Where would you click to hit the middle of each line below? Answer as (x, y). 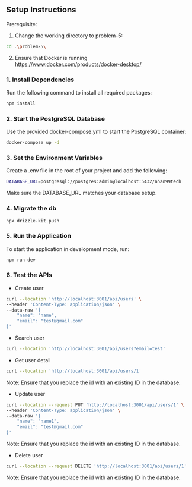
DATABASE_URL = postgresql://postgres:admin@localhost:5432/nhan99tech (94, 182)
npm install (21, 103)
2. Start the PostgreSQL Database (56, 118)
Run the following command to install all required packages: (79, 92)
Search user (30, 338)
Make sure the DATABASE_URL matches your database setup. (81, 193)
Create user (29, 288)
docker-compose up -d (33, 143)
